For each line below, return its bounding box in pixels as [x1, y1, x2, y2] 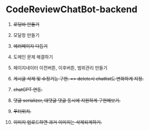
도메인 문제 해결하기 [13, 54, 53, 60]
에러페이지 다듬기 [13, 42, 48, 49]
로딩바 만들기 [13, 21, 40, 27]
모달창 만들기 [13, 32, 40, 38]
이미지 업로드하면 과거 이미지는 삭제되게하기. [13, 119, 103, 125]
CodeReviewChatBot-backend [6, 4, 138, 15]
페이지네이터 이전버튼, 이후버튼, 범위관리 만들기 [13, 64, 108, 71]
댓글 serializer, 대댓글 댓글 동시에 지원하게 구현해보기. [13, 97, 121, 103]
